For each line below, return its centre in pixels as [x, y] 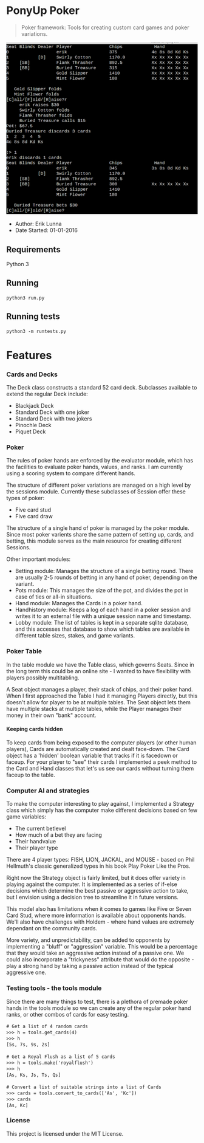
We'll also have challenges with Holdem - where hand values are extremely [100, 922]
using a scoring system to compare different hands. [71, 473]
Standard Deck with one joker [52, 412]
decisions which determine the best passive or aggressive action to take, [98, 891]
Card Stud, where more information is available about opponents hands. [96, 916]
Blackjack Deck [34, 406]
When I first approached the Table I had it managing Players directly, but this [102, 696]
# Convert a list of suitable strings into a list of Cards [84, 1087]
